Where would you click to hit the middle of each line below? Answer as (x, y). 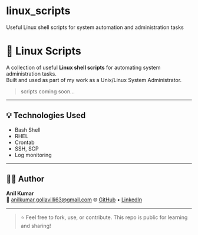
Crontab (24, 142)
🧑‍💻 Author (25, 179)
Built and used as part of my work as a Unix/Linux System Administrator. (94, 80)
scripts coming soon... (47, 91)
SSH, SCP (27, 148)
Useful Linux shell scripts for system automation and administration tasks (95, 27)
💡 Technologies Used (46, 115)
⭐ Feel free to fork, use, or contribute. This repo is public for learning (104, 217)
